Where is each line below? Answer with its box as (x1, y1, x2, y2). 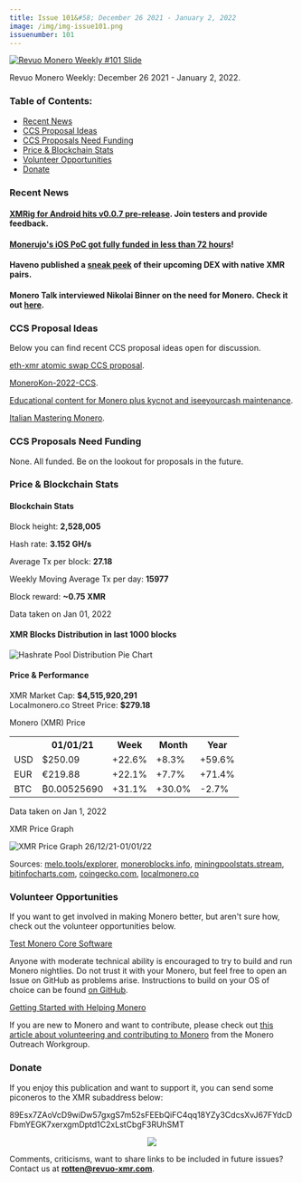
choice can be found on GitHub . (9, 985, 128, 996)
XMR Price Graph (9, 824, 74, 835)
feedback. (9, 218, 49, 229)
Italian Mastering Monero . (9, 412, 106, 423)
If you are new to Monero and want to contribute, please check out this (9, 1019, 274, 1031)
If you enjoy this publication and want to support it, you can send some (9, 1082, 274, 1093)
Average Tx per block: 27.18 (9, 555, 113, 566)
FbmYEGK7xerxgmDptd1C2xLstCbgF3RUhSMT (9, 1119, 185, 1130)
